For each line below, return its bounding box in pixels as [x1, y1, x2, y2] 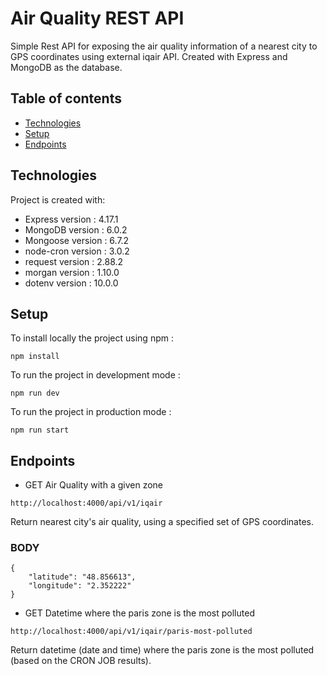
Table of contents [10, 90, 122, 107]
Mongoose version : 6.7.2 [24, 234, 130, 246]
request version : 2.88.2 [24, 255, 124, 267]
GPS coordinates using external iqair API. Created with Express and [10, 50, 288, 62]
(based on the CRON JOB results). [10, 655, 152, 667]
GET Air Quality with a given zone [24, 479, 163, 491]
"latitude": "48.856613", [28, 572, 137, 582]
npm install [10, 352, 60, 362]
